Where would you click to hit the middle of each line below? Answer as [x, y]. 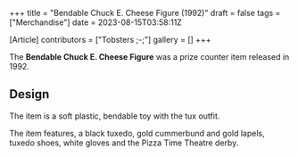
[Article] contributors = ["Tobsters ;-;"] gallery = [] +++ [110, 40]
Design [29, 94]
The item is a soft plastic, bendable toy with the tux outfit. [115, 116]
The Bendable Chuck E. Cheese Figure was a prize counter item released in [149, 57]
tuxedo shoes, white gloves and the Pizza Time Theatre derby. [124, 143]
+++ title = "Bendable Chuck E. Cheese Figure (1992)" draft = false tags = [145, 13]
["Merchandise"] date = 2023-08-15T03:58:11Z [96, 22]
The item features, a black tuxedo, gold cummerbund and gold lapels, [137, 133]
